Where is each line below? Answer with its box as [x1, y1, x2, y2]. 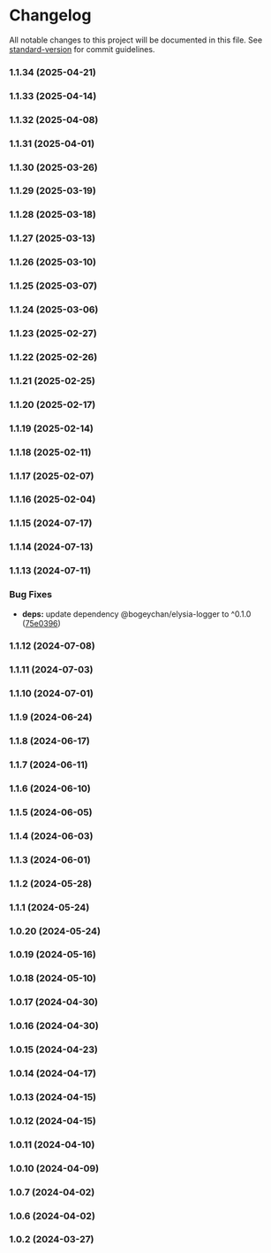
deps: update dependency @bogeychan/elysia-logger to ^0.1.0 [21, 608, 252, 619]
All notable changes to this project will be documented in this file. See [9, 35, 263, 45]
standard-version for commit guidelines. [9, 43, 155, 54]
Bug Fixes [9, 588, 53, 601]
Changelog [9, 5, 92, 26]
